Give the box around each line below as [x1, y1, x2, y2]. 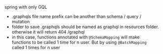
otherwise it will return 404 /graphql [11, 29, 85, 35]
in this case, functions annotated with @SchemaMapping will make [11, 34, 140, 40]
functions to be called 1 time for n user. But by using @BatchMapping [11, 39, 147, 45]
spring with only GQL [4, 4, 48, 10]
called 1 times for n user [11, 45, 60, 50]
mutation [11, 19, 30, 24]
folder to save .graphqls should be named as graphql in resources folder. [11, 24, 159, 30]
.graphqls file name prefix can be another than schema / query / [11, 14, 141, 19]
